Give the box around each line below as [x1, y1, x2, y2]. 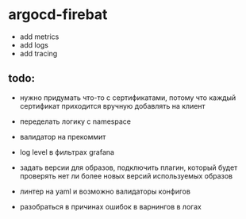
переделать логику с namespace [19, 117, 131, 126]
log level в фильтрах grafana [19, 147, 115, 156]
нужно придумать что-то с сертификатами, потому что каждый [19, 93, 236, 102]
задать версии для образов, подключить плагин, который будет [19, 163, 238, 172]
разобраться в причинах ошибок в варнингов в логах [19, 202, 202, 211]
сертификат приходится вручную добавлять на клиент [19, 101, 206, 110]
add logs [19, 40, 49, 49]
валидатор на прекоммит [19, 132, 106, 141]
